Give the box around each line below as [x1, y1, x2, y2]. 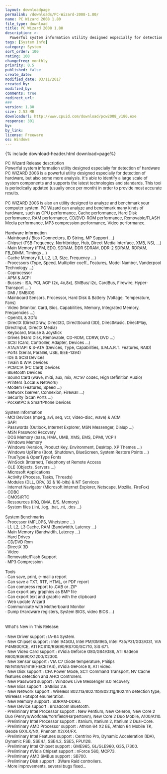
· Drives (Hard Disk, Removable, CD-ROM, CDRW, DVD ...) [5, 335, 115, 340]
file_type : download [5, 21, 48, 26]
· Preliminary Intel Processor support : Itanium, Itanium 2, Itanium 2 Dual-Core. [5, 719, 154, 724]
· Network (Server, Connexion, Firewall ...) [5, 390, 84, 395]
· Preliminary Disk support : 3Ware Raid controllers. [5, 759, 102, 764]
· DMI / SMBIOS [5, 290, 35, 296]
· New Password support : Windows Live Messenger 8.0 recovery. [5, 679, 131, 684]
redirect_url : [5, 95, 35, 100]
